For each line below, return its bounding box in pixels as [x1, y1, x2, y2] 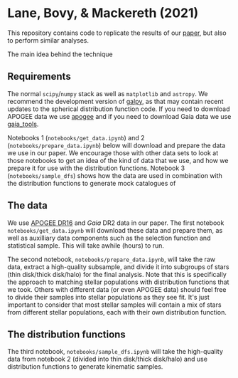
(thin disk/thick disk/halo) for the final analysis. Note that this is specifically [7, 270, 227, 278]
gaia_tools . [7, 120, 39, 128]
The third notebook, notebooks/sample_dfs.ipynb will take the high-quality [7, 347, 224, 356]
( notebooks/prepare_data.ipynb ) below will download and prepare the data [7, 141, 226, 149]
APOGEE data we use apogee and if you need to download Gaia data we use [7, 112, 232, 120]
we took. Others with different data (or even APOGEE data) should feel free [7, 285, 227, 293]
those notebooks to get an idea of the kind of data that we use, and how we [7, 156, 229, 164]
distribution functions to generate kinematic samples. [7, 362, 163, 371]
